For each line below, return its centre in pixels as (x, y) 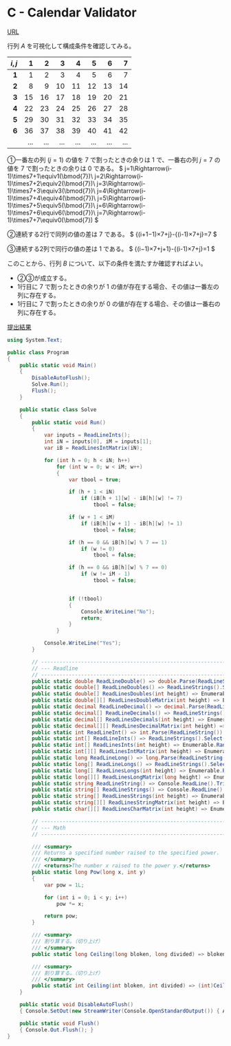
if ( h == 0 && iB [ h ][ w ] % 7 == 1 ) (118, 542)
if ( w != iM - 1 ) (106, 574)
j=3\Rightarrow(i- (121, 183)
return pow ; (61, 916)
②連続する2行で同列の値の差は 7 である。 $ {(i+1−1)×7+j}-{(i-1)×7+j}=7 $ (112, 234)
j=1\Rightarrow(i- (148, 168)
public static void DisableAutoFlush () (77, 1005)
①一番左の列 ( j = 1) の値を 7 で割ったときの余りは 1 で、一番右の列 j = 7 (110, 160)
